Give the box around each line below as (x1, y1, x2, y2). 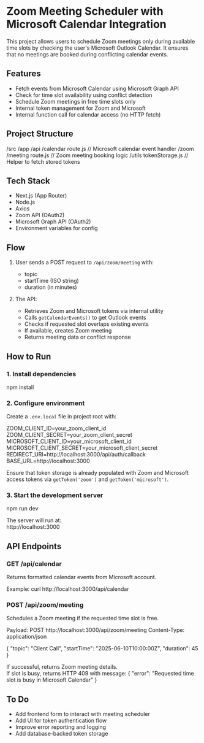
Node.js (15, 198, 36, 206)
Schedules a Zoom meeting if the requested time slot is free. (6, 615, 159, 622)
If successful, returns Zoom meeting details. (6, 663, 118, 671)
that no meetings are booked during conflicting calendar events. (6, 50, 168, 58)
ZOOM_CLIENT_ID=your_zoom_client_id (6, 425, 107, 432)
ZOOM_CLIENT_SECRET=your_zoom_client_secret (6, 431, 133, 439)
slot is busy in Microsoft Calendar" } (6, 676, 97, 683)
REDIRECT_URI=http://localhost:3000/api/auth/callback (6, 451, 146, 458)
